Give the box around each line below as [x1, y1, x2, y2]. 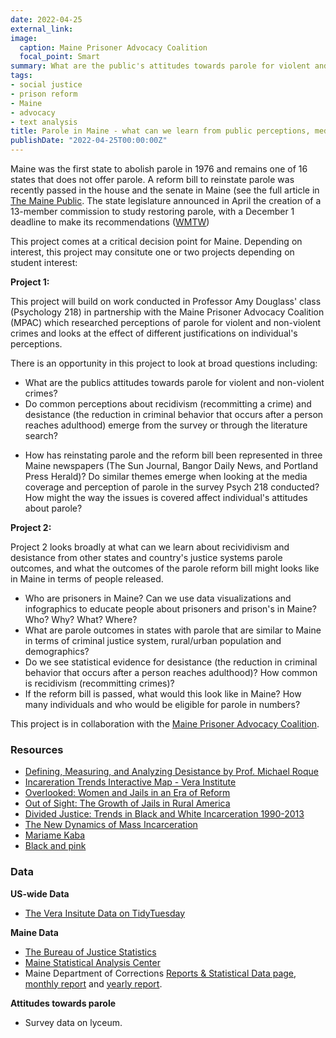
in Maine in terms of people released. [10, 573, 164, 585]
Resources [10, 742, 64, 756]
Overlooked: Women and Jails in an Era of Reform [24, 787, 231, 799]
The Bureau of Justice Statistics [24, 946, 157, 958]
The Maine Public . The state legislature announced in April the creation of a [10, 195, 322, 206]
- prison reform [10, 89, 78, 99]
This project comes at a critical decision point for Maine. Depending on [10, 236, 303, 247]
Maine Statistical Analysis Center [24, 956, 161, 968]
